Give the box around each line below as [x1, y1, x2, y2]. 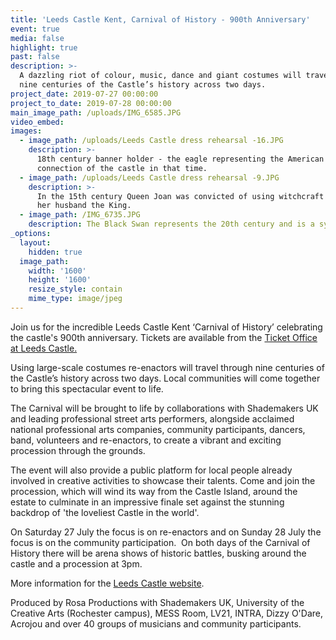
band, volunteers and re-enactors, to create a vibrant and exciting [10, 434, 282, 446]
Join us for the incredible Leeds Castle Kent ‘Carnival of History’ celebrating [10, 321, 323, 333]
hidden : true [28, 247, 83, 257]
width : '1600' [28, 266, 87, 276]
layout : [19, 237, 52, 248]
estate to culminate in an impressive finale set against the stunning [10, 496, 285, 508]
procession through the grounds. [10, 444, 146, 456]
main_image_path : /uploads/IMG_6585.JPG [10, 107, 182, 118]
